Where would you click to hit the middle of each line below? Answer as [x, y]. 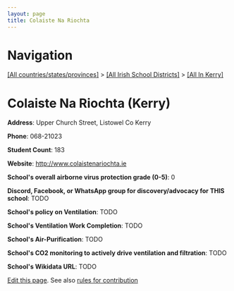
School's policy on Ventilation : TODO [63, 212]
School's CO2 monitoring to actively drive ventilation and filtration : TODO [117, 253]
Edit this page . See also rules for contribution [73, 280]
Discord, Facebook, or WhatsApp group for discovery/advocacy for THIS [116, 191]
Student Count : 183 [36, 150]
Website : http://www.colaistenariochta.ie [67, 163]
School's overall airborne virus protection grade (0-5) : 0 [91, 178]
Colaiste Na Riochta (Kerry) [89, 103]
